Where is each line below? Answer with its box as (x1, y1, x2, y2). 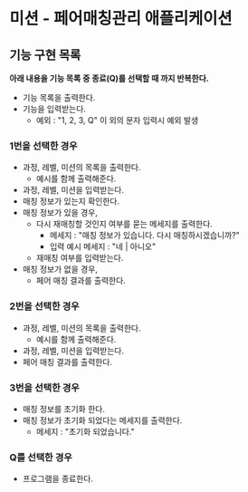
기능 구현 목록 (9, 47, 81, 63)
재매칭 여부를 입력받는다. (35, 253, 124, 264)
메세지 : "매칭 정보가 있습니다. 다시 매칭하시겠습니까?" (49, 230, 240, 241)
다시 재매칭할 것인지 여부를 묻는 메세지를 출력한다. (35, 218, 213, 229)
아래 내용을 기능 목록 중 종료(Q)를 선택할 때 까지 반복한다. (9, 73, 210, 83)
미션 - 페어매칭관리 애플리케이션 (9, 8, 233, 29)
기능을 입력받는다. (22, 103, 86, 114)
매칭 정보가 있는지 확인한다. (22, 196, 120, 207)
